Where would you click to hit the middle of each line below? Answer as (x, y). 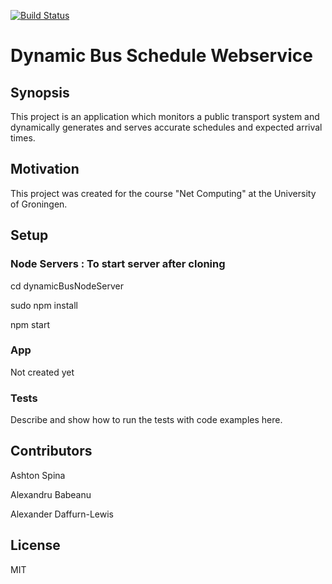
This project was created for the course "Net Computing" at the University (163, 193)
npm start (30, 324)
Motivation (45, 169)
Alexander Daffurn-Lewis (62, 514)
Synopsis (40, 92)
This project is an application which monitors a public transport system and (165, 116)
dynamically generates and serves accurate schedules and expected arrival (166, 127)
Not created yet (42, 372)
